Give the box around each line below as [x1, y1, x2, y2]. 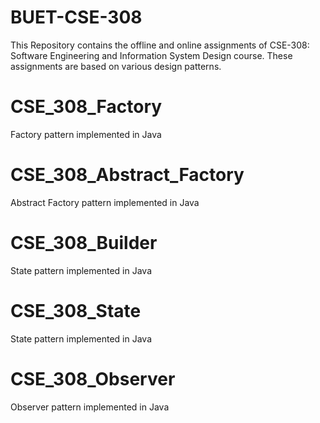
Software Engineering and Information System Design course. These [10, 49, 293, 61]
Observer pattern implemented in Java [10, 401, 170, 413]
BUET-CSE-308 [10, 6, 143, 29]
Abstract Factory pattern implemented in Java [10, 196, 200, 208]
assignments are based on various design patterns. [10, 60, 222, 72]
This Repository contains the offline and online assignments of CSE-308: [10, 39, 310, 51]
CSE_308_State [10, 299, 142, 322]
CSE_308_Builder [10, 232, 158, 254]
